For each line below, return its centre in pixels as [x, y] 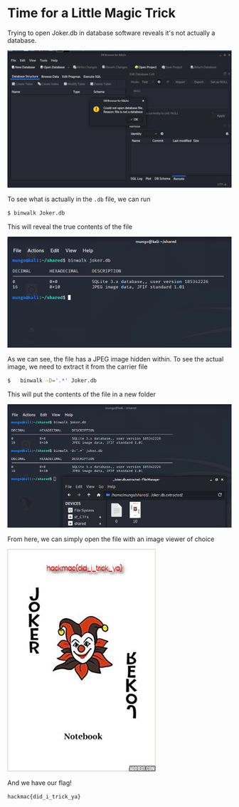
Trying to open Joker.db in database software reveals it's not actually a [111, 33]
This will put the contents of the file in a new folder [82, 394]
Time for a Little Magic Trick [92, 13]
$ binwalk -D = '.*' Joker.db [52, 381]
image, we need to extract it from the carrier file [78, 367]
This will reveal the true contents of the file [70, 227]
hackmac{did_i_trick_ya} [44, 797]
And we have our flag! [40, 783]
